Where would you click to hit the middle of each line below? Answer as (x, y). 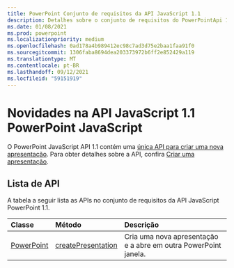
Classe (22, 225)
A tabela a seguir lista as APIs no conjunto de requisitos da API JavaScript (113, 200)
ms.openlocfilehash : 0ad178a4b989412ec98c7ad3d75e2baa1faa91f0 (101, 46)
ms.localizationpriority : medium (56, 40)
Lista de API (34, 183)
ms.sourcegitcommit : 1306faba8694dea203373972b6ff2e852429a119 (101, 53)
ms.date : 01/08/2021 (37, 26)
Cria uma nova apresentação (171, 237)
